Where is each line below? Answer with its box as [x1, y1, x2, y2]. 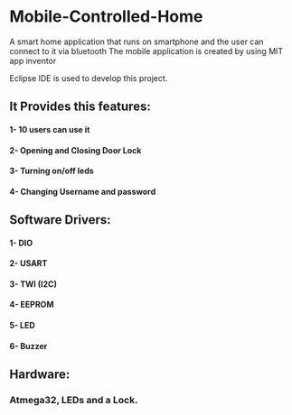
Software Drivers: [9, 212, 111, 227]
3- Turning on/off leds [9, 165, 95, 177]
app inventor [9, 55, 57, 66]
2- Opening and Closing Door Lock [9, 144, 142, 155]
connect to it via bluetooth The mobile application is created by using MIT [9, 45, 284, 56]
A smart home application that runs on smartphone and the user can [9, 36, 264, 47]
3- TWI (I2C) [9, 278, 57, 290]
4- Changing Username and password [9, 186, 156, 197]
